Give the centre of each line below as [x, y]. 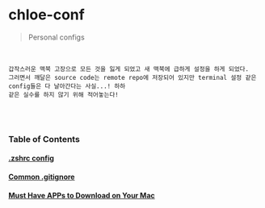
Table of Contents [44, 139]
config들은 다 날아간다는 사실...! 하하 [67, 86]
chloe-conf [46, 15]
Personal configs [56, 37]
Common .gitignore [42, 177]
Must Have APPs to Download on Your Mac [82, 195]
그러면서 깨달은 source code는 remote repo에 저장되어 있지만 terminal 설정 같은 [132, 77]
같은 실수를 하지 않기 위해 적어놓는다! [63, 94]
